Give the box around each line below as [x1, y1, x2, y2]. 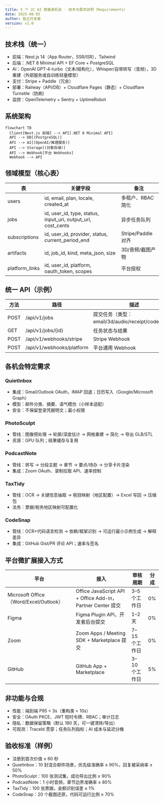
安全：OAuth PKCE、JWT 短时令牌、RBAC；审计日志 [12, 714, 120, 720]
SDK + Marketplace [75, 637, 121, 644]
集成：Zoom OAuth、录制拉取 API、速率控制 [12, 468, 102, 474]
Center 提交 [94, 602, 121, 609]
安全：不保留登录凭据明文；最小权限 [12, 407, 85, 413]
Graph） [12, 395, 29, 401]
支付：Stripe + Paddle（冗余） [12, 79, 74, 84]
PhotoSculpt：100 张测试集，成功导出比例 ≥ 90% [12, 773, 111, 779]
